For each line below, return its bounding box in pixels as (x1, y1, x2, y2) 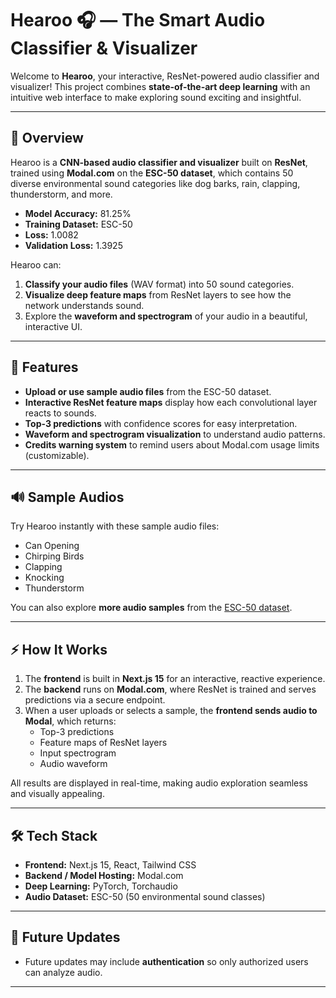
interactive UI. (24, 320, 83, 332)
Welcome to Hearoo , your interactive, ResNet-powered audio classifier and (10, 70, 320, 82)
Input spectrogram (39, 747, 117, 759)
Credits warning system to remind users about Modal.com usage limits (24, 438, 320, 451)
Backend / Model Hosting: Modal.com (24, 870, 184, 881)
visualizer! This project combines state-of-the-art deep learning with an (10, 80, 311, 92)
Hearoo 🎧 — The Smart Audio (10, 9, 266, 32)
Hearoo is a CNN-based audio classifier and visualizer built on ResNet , (10, 156, 308, 168)
